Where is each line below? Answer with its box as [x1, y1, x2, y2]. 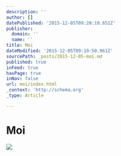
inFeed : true [6, 64, 39, 71]
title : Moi [6, 43, 33, 49]
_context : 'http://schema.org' [6, 87, 84, 93]
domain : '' [11, 31, 39, 37]
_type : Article [6, 92, 44, 98]
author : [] [6, 14, 33, 20]
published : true [6, 59, 46, 65]
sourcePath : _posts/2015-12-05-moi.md [6, 53, 103, 59]
